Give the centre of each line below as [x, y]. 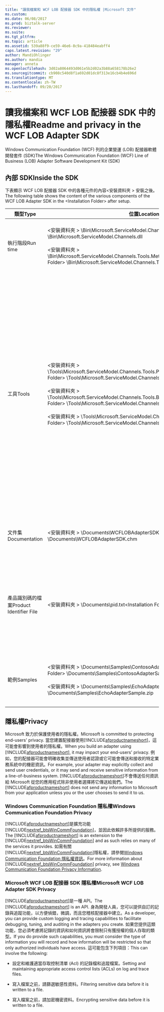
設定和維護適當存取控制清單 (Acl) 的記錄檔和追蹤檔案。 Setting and [79, 963]
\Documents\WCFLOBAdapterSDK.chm [92, 539]
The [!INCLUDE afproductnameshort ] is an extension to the [64, 836]
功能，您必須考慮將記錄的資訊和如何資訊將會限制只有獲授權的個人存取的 [78, 930]
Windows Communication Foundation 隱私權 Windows [70, 806]
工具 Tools [19, 394]
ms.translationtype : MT [29, 78]
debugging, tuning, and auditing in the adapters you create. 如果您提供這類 [80, 924]
